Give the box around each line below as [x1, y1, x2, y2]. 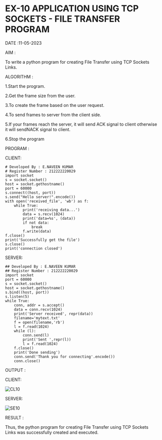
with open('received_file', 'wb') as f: [5, 199, 89, 204]
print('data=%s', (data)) [23, 216, 76, 221]
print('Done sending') [14, 350, 60, 355]
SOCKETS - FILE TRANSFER [5, 13, 120, 25]
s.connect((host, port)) [5, 190, 56, 195]
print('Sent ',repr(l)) [23, 337, 71, 342]
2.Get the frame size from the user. [5, 93, 76, 99]
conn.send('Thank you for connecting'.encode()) [14, 354, 115, 359]
